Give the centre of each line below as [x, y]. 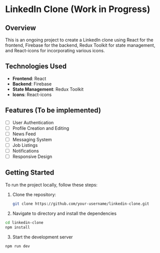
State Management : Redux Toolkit [48, 89]
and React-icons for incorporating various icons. [55, 51]
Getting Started [30, 173]
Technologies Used [36, 66]
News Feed [24, 134]
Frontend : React [29, 78]
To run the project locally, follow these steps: [51, 185]
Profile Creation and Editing [41, 128]
